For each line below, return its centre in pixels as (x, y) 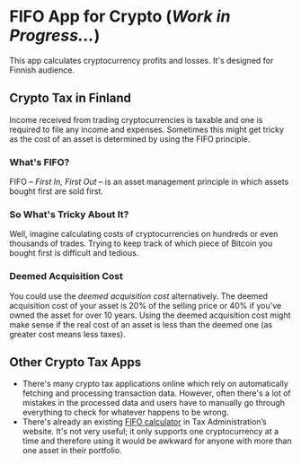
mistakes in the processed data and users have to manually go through (154, 403)
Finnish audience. (42, 70)
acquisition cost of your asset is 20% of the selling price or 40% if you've (146, 305)
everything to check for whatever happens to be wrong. (125, 412)
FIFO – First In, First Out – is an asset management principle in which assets (149, 182)
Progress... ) (55, 35)
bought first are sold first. (56, 191)
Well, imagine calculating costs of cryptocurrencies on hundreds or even (144, 234)
